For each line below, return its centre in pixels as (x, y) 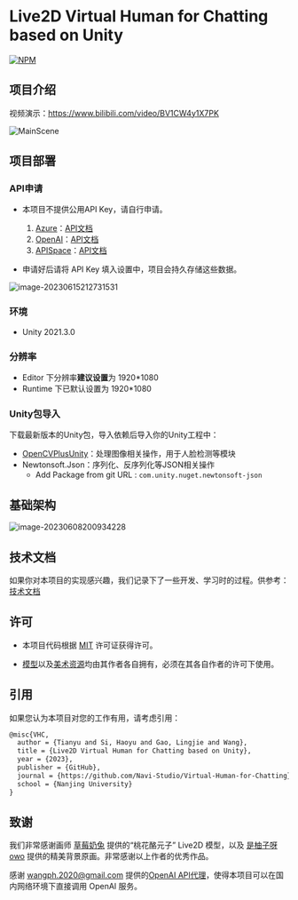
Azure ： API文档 (64, 228)
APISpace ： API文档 (71, 251)
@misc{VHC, (29, 735)
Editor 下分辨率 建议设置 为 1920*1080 (90, 378)
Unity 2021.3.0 (48, 331)
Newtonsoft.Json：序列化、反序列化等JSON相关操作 (118, 465)
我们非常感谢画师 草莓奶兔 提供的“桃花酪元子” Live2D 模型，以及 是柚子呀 (143, 845)
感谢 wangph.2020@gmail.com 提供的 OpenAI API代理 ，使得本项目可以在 (143, 875)
